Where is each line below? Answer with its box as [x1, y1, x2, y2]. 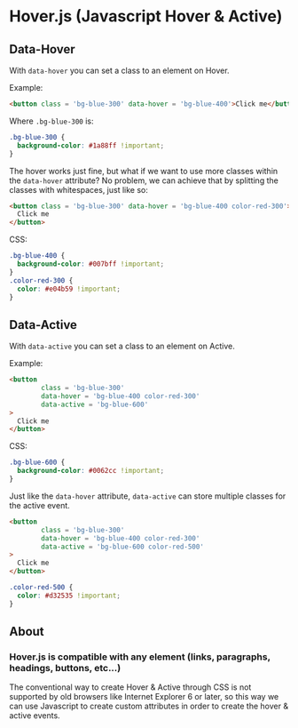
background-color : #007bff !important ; [17, 260, 165, 268]
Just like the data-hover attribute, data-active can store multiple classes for [9, 491, 286, 501]
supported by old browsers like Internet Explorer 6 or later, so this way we [9, 692, 279, 702]
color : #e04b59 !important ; [17, 284, 122, 293]
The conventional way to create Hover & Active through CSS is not [9, 682, 252, 692]
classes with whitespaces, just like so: [9, 184, 149, 195]
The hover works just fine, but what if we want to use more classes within [9, 165, 278, 176]
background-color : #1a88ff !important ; [17, 140, 165, 150]
